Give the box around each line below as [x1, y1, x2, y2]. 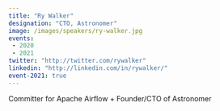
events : [8, 34, 35, 43]
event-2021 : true [8, 72, 67, 80]
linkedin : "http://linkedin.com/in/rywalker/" [8, 64, 168, 72]
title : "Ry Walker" [8, 11, 74, 20]
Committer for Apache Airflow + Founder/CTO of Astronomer [8, 93, 212, 103]
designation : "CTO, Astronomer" [8, 19, 117, 27]
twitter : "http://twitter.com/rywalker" [8, 57, 147, 65]
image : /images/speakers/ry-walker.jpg [8, 27, 143, 35]
